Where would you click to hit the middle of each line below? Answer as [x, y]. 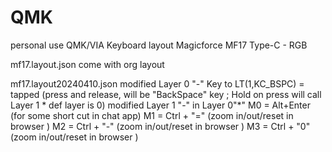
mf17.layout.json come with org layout [87, 64]
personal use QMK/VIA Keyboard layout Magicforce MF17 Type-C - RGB [159, 45]
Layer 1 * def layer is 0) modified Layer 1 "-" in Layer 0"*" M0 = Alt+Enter [160, 105]
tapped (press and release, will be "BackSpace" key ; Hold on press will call [166, 94]
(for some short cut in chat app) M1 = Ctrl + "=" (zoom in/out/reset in [152, 115]
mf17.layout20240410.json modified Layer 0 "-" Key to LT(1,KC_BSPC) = [157, 83]
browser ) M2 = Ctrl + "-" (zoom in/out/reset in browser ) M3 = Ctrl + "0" [160, 126]
